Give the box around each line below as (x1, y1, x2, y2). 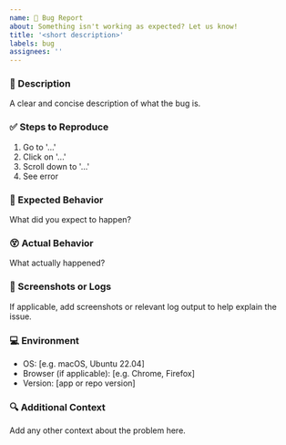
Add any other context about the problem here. (9, 425, 187, 436)
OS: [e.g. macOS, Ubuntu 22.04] (22, 357, 146, 369)
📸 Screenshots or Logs (9, 280, 112, 293)
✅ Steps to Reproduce (9, 120, 109, 133)
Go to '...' (22, 141, 56, 152)
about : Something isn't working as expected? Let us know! (9, 22, 239, 31)
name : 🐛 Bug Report (9, 13, 84, 23)
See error (22, 171, 59, 181)
